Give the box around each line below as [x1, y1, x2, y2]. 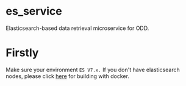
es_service [5, 4, 62, 18]
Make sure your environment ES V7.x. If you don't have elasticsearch [5, 66, 181, 73]
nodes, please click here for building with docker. [5, 72, 129, 80]
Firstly [5, 46, 39, 60]
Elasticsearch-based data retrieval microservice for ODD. [5, 24, 149, 32]
